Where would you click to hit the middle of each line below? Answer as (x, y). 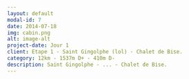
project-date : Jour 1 (38, 45)
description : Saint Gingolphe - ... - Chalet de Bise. (87, 65)
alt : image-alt (29, 39)
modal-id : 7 (24, 20)
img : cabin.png (29, 33)
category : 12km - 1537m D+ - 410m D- (61, 58)
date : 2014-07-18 (32, 26)
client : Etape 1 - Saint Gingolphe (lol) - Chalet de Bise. (95, 52)
